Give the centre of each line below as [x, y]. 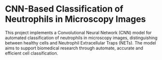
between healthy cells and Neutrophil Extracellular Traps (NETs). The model [81, 43]
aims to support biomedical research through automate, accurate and [74, 48]
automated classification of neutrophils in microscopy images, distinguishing [81, 38]
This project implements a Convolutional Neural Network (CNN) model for [78, 32]
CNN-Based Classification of [64, 9]
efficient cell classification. [32, 53]
